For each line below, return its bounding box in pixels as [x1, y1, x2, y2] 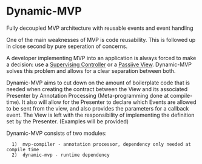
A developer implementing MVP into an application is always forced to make [6, 54, 197, 61]
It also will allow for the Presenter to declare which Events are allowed [22, 98, 197, 106]
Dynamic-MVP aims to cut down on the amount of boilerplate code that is [6, 79, 190, 86]
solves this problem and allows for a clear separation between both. [6, 67, 176, 74]
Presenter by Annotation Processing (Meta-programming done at [6, 92, 169, 99]
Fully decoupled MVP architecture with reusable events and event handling [6, 24, 194, 32]
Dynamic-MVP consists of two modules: [6, 129, 107, 137]
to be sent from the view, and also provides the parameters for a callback [6, 104, 189, 112]
